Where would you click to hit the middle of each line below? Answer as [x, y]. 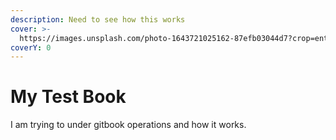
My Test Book [68, 97]
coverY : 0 [31, 47]
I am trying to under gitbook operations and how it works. [128, 125]
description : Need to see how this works [98, 19]
